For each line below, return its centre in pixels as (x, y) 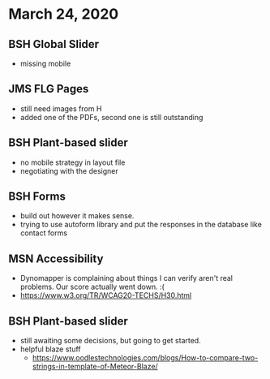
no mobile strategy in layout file (73, 162)
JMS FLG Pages (49, 89)
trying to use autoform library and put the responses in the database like (141, 225)
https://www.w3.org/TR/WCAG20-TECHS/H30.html (106, 295)
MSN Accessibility (56, 258)
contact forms (43, 233)
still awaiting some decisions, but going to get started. (110, 341)
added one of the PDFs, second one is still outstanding (111, 117)
